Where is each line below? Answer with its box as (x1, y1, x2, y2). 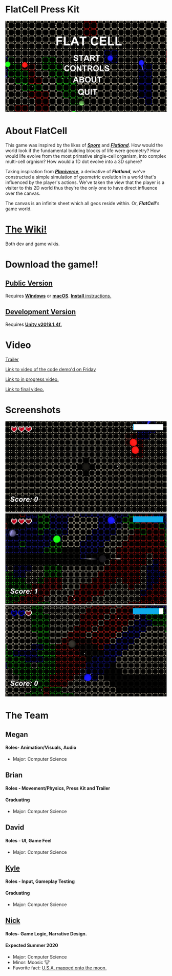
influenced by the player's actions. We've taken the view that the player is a (5, 179, 165, 186)
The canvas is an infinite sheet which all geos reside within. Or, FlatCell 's (5, 200, 160, 206)
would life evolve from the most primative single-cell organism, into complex (5, 153, 166, 159)
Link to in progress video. (5, 376, 59, 382)
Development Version (5, 307, 76, 317)
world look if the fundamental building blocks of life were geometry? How (5, 148, 160, 154)
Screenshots (5, 404, 61, 416)
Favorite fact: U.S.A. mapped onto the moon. (12, 965, 107, 971)
